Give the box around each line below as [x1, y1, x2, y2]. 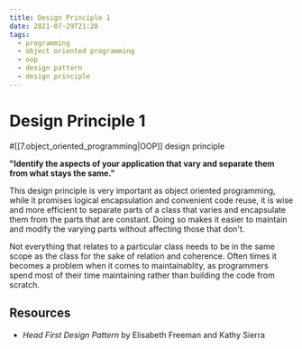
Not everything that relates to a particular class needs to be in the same [9, 241, 275, 252]
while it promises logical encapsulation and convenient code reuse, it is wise [9, 195, 294, 206]
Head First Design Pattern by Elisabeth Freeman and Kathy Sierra [22, 329, 266, 340]
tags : [9, 30, 30, 39]
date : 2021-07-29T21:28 [9, 22, 99, 31]
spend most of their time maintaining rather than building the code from [9, 270, 275, 280]
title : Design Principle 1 [9, 13, 111, 23]
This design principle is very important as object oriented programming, [9, 185, 277, 196]
